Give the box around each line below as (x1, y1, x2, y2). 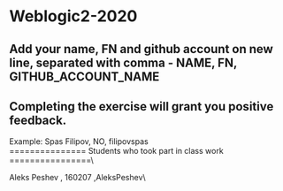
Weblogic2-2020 (9, 6, 138, 27)
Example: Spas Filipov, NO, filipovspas (9, 136, 149, 147)
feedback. (9, 112, 67, 127)
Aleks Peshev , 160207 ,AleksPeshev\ (9, 172, 146, 183)
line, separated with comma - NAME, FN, (9, 55, 237, 70)
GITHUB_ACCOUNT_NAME (9, 69, 160, 84)
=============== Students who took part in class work (9, 146, 224, 157)
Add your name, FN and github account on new (9, 42, 274, 57)
